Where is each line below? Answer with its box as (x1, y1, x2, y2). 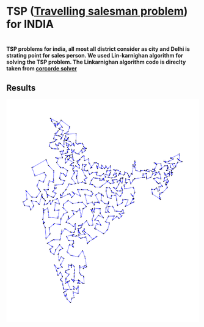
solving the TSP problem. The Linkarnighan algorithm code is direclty (6, 58, 186, 66)
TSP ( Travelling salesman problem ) (6, 4, 188, 18)
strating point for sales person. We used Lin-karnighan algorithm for (6, 52, 183, 59)
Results (6, 83, 36, 93)
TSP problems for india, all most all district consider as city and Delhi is (6, 45, 191, 53)
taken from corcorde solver (6, 65, 78, 72)
